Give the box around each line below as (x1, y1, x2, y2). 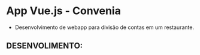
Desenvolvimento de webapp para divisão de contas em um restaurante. (14, 24, 195, 31)
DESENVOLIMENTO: (6, 41, 83, 51)
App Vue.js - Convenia (6, 4, 121, 18)
